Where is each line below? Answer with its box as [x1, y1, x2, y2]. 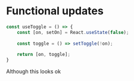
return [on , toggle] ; [17, 52, 70, 58]
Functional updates [6, 4, 104, 18]
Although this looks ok [6, 68, 61, 75]
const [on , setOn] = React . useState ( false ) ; [17, 29, 129, 35]
